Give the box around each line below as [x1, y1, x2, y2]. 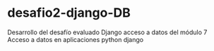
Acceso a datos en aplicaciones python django [7, 35, 143, 43]
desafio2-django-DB [7, 5, 131, 21]
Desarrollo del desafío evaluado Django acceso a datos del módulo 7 [7, 28, 208, 36]
